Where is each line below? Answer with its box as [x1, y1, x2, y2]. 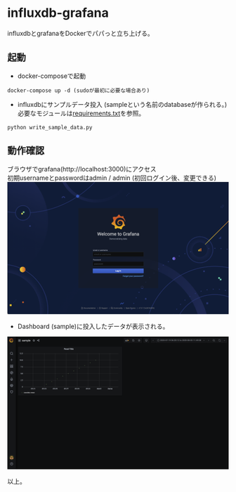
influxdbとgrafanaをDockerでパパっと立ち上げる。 [7, 29, 154, 37]
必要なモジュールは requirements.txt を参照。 [17, 109, 145, 117]
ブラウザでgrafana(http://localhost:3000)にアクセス [7, 164, 157, 173]
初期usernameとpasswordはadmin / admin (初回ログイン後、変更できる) [7, 174, 216, 182]
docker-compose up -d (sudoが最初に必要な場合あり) [7, 86, 150, 94]
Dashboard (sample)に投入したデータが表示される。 [17, 322, 169, 331]
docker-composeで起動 [17, 72, 86, 80]
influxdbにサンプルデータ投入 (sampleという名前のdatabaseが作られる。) [17, 100, 228, 108]
